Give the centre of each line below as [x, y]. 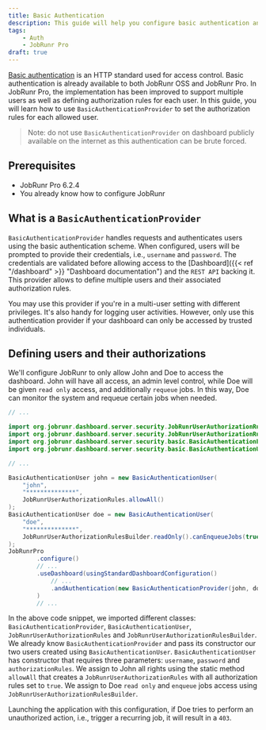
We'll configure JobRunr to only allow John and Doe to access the [116, 373]
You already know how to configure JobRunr [92, 193]
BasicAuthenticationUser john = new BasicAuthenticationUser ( [113, 478]
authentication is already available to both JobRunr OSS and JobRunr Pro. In [133, 83]
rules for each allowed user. [53, 117]
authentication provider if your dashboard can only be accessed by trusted [130, 320]
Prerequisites [42, 166]
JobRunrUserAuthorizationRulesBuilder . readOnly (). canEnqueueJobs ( [134, 536]
